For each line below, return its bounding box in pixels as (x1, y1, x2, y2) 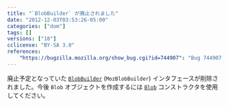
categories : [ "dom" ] (7, 23, 66, 29)
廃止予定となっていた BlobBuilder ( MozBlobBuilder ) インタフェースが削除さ (7, 74, 219, 82)
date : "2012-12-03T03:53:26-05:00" (7, 16, 109, 23)
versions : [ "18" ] (7, 36, 57, 42)
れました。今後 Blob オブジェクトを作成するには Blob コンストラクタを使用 (7, 83, 218, 91)
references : (7, 49, 41, 55)
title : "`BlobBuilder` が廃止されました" (7, 10, 118, 17)
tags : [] (7, 29, 32, 36)
